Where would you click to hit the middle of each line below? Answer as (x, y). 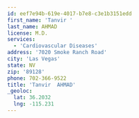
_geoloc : (20, 91)
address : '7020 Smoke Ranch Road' (57, 53)
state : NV (22, 65)
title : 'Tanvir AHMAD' (42, 85)
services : (22, 40)
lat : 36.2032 (32, 98)
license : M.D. (28, 33)
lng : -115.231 (34, 104)
